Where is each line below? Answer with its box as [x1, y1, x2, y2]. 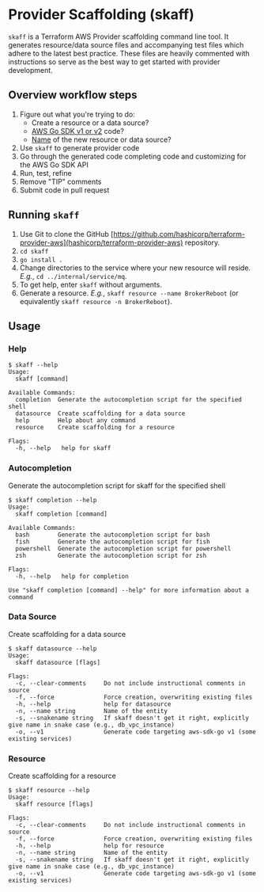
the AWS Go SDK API [19, 160, 89, 170]
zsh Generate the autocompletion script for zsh [15, 551, 207, 559]
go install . [19, 256, 63, 264]
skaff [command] [15, 375, 69, 383]
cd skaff [19, 247, 49, 255]
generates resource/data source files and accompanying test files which [8, 40, 244, 49]
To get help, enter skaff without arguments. [19, 280, 162, 289]
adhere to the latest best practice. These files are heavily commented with [8, 48, 251, 58]
